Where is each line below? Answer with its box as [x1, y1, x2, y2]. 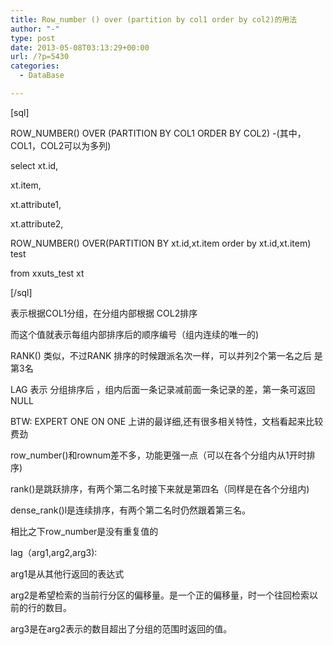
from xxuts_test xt [10, 267, 85, 279]
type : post [10, 33, 56, 43]
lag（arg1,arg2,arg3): [10, 546, 98, 558]
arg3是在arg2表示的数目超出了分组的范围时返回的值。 [10, 622, 233, 635]
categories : [10, 61, 60, 71]
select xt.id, [10, 159, 59, 171]
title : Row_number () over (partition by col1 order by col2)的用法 [10, 14, 298, 25]
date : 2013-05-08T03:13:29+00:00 [10, 42, 150, 53]
